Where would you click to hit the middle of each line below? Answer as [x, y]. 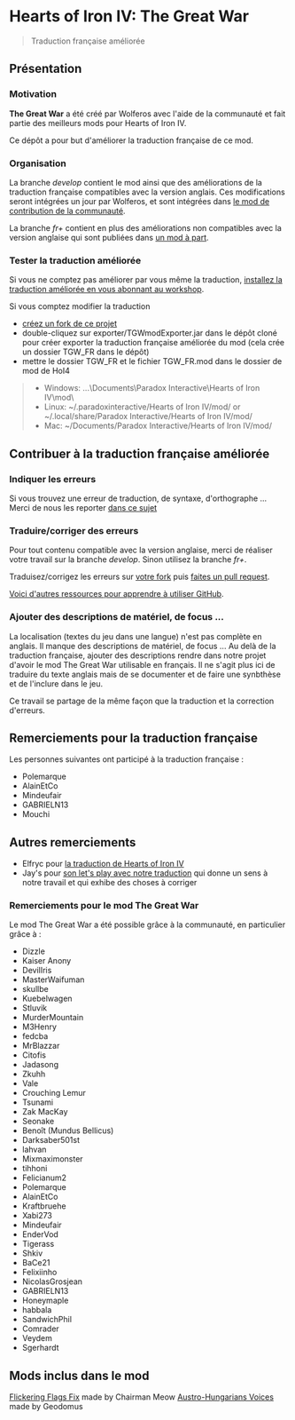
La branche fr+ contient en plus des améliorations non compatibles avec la [145, 227]
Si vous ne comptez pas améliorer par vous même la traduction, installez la [146, 280]
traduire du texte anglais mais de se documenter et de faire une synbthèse [145, 674]
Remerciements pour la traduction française [134, 738]
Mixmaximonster [52, 1159]
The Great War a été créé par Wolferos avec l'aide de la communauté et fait [147, 114]
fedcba [35, 1036]
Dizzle [34, 951]
